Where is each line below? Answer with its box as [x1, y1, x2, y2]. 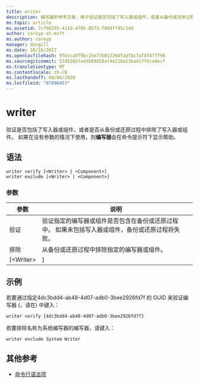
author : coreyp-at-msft [6, 31, 65, 37]
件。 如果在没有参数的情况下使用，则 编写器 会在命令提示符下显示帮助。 [6, 133, 179, 140]
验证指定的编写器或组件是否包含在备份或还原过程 [41, 217, 179, 225]
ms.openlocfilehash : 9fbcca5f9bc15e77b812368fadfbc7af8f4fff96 [6, 53, 166, 59]
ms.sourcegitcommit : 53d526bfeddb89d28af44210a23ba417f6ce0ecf [6, 58, 166, 64]
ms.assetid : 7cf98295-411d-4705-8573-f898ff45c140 [6, 25, 134, 31]
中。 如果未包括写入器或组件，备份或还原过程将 [41, 226, 175, 234]
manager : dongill [6, 42, 49, 48]
